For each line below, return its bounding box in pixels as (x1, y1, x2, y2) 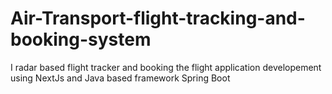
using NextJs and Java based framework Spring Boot (10, 72, 231, 84)
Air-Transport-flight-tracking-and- (10, 7, 306, 30)
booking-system (10, 28, 152, 51)
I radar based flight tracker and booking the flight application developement (10, 61, 322, 73)
